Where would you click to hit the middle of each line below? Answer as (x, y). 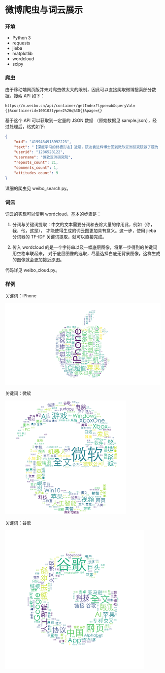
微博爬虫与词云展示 (44, 10)
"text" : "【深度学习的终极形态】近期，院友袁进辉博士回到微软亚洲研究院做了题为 (86, 147)
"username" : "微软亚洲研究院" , (43, 158)
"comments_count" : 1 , (36, 168)
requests (21, 43)
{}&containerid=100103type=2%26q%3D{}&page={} (54, 111)
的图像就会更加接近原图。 (38, 259)
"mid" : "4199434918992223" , (43, 142)
